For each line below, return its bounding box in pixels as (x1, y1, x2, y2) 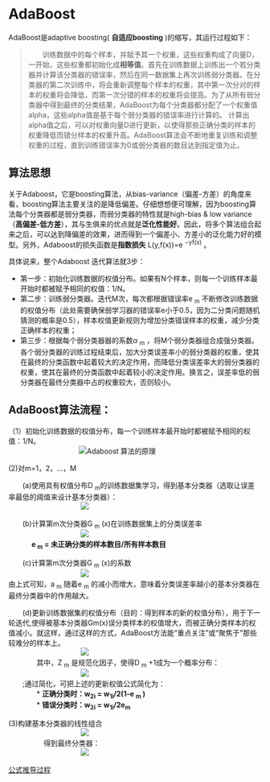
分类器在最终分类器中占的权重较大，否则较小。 (19, 378, 175, 387)
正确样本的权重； (19, 325, 77, 335)
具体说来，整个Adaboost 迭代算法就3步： (8, 257, 146, 267)
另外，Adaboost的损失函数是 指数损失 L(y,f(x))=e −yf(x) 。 (22, 238, 211, 250)
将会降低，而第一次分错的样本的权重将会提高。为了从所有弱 (55, 89, 254, 99)
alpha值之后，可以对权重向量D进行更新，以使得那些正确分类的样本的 (27, 120, 256, 130)
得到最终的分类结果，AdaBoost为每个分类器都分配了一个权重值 (49, 100, 258, 110)
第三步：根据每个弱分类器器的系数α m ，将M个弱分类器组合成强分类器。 (19, 336, 259, 347)
